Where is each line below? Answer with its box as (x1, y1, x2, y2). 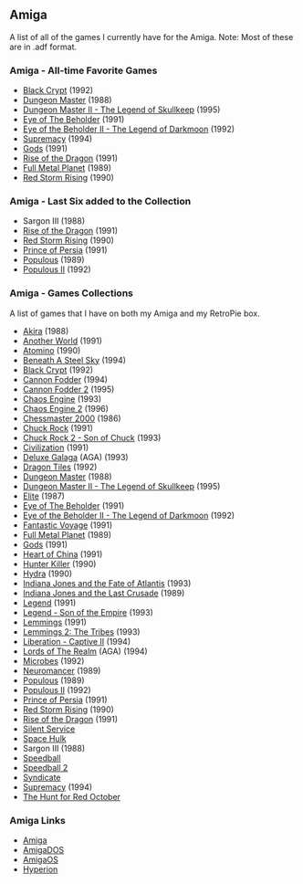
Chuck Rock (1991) (22, 422, 93, 433)
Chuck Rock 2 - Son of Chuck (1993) (22, 432, 162, 443)
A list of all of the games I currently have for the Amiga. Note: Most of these (9, 31, 294, 42)
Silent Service (22, 723, 76, 734)
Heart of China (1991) (22, 548, 103, 560)
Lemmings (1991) (22, 616, 87, 627)
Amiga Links (9, 814, 66, 826)
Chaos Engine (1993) (22, 393, 102, 405)
